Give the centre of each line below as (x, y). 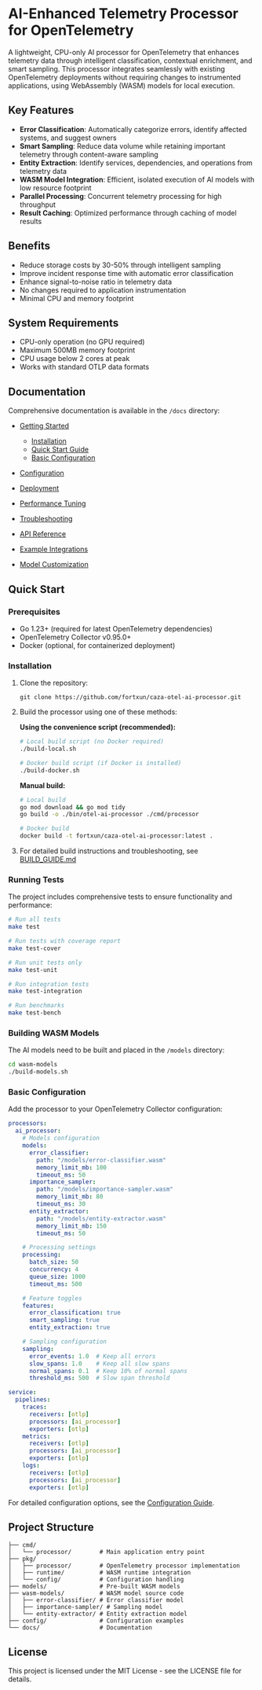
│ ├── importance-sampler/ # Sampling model (86, 1607)
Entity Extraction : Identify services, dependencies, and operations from (136, 163)
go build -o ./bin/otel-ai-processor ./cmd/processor (109, 815)
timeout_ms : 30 (61, 1204)
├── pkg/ (22, 1559)
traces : (35, 1407)
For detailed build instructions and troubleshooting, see (109, 851)
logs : (31, 1466)
